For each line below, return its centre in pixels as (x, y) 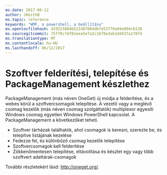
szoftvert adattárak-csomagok (45, 157)
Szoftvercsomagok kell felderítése (48, 146)
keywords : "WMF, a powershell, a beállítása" (54, 24)
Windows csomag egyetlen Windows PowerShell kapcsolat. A (70, 114)
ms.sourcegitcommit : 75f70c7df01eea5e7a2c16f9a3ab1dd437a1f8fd (74, 34)
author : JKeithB (22, 15)
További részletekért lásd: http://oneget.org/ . (52, 167)
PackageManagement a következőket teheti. (52, 120)
